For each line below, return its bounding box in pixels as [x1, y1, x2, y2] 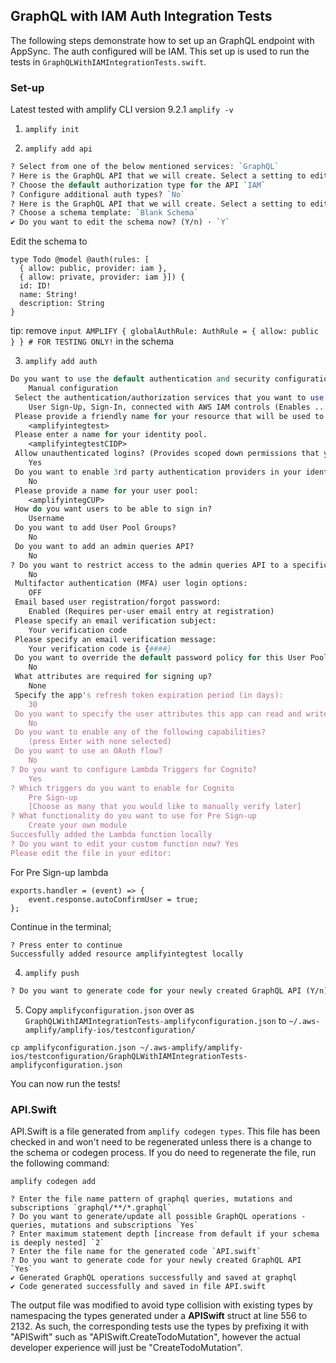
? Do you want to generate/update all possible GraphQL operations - [10, 1211, 307, 1221]
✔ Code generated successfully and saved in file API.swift [10, 1281, 267, 1291]
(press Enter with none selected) [28, 737, 172, 747]
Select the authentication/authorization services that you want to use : [14, 392, 329, 403]
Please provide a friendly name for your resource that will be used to [14, 411, 325, 421]
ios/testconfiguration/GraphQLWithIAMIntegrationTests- [10, 1051, 248, 1061]
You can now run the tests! [10, 1077, 121, 1089]
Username [28, 514, 65, 524]
